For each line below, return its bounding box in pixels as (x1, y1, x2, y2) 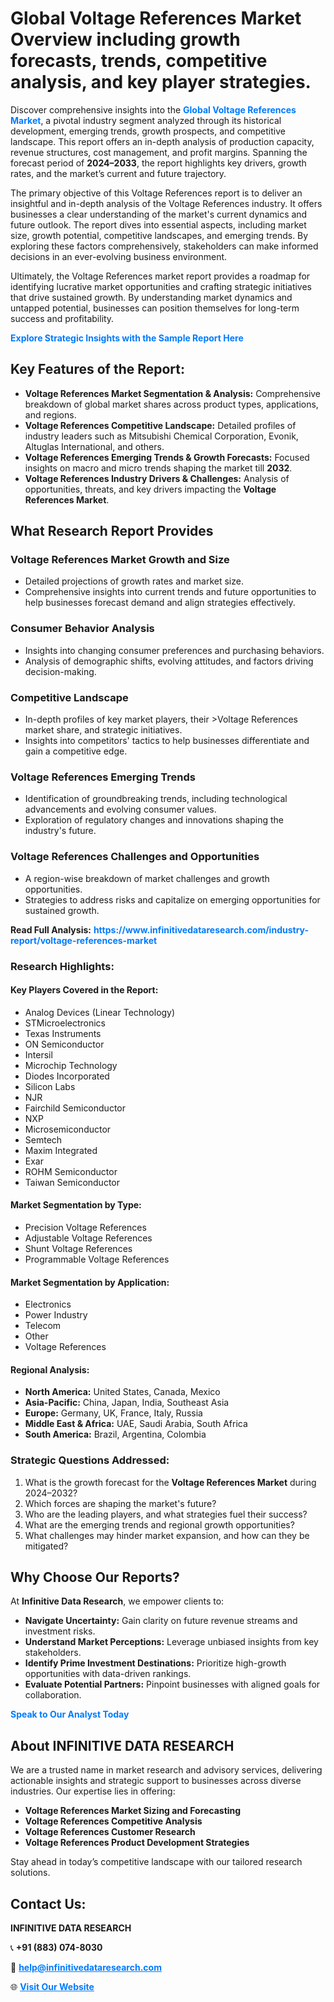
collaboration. (24, 1689, 82, 1701)
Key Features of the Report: (10, 361, 186, 378)
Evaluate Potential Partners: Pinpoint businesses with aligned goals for (24, 1678, 321, 1691)
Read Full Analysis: (10, 923, 92, 936)
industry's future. (24, 825, 97, 837)
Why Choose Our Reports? (10, 1569, 180, 1586)
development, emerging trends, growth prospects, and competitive (10, 125, 286, 137)
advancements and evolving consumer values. (24, 803, 217, 816)
